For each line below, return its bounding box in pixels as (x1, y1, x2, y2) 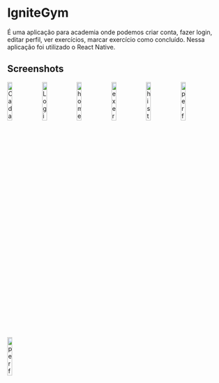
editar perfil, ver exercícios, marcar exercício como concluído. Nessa (7, 35, 205, 43)
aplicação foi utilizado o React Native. (7, 43, 116, 51)
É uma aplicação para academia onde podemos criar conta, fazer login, (7, 28, 213, 36)
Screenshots (7, 63, 64, 75)
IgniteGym (7, 5, 69, 21)
